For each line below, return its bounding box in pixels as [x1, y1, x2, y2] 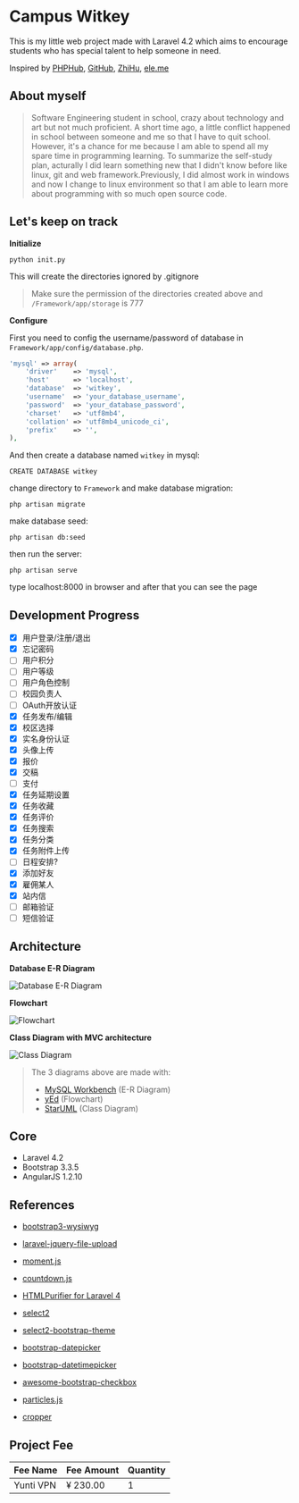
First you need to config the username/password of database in [9, 332, 244, 343]
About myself [9, 88, 87, 104]
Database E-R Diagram [9, 962, 96, 973]
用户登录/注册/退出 [21, 633, 91, 643]
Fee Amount [65, 1464, 120, 1476]
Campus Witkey [9, 6, 130, 27]
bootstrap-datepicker [21, 1342, 101, 1353]
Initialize [9, 238, 42, 248]
